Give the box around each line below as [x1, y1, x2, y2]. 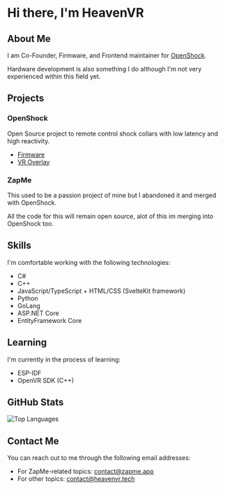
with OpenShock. [7, 198, 57, 207]
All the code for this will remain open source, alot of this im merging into [7, 212, 214, 220]
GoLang [17, 301, 40, 310]
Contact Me [7, 435, 59, 447]
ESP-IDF [17, 368, 42, 377]
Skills [7, 240, 31, 252]
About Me [7, 33, 51, 45]
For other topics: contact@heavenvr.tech [17, 475, 135, 483]
